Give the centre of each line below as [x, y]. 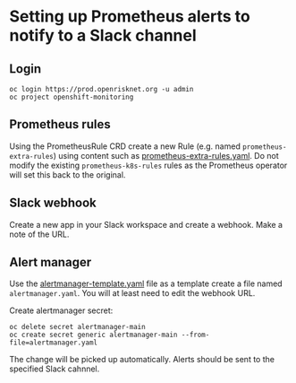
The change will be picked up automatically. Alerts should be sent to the [142, 360]
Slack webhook [53, 203]
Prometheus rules [60, 124]
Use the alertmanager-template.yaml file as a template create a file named [146, 283]
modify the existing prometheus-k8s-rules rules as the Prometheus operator [148, 165]
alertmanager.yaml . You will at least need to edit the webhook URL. [132, 293]
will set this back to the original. [68, 174]
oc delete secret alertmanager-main [77, 327]
